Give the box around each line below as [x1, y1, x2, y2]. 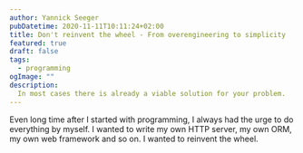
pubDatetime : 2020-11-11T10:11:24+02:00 [9, 22, 165, 31]
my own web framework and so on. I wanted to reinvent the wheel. [9, 133, 259, 144]
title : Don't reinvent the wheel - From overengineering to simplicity [9, 30, 286, 39]
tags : [9, 55, 30, 64]
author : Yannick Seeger [9, 13, 100, 23]
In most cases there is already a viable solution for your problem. [17, 89, 286, 98]
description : [9, 81, 59, 90]
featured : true [9, 38, 67, 48]
